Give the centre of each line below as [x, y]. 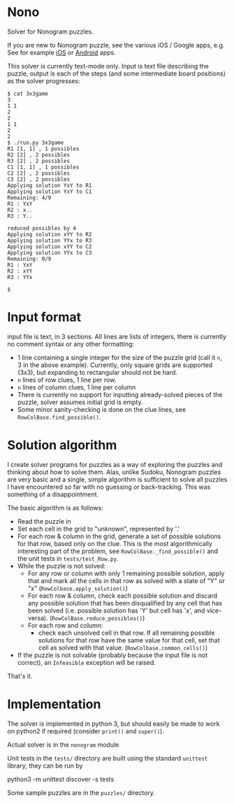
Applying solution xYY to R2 [50, 234]
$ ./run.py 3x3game [36, 143]
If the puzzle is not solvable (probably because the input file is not [112, 655]
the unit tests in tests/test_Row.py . [68, 558]
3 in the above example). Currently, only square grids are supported [115, 365]
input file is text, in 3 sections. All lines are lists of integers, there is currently [117, 336]
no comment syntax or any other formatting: [71, 344]
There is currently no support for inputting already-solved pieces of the [120, 394]
